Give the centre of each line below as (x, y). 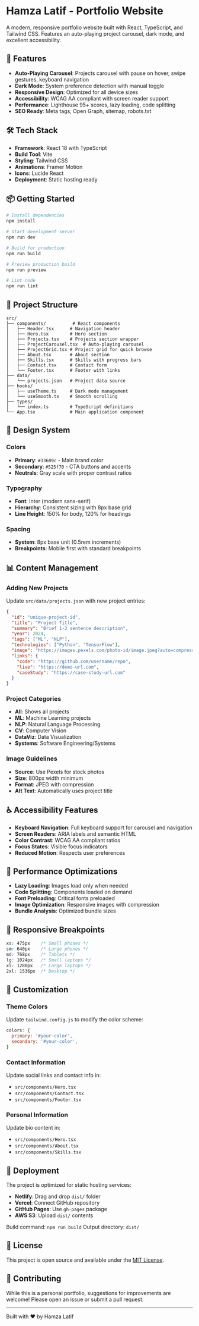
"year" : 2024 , (29, 634)
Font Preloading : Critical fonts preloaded (65, 898)
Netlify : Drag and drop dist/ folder (57, 1196)
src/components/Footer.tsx (48, 1100)
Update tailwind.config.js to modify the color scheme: (75, 1020)
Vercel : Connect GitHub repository (57, 1203)
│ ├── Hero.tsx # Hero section (57, 334)
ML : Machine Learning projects (53, 718)
